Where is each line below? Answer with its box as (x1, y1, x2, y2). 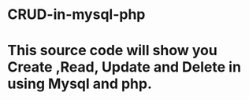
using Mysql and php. (7, 75, 153, 93)
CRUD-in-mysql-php (7, 6, 146, 24)
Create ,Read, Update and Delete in (7, 58, 242, 76)
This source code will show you (7, 42, 217, 60)
